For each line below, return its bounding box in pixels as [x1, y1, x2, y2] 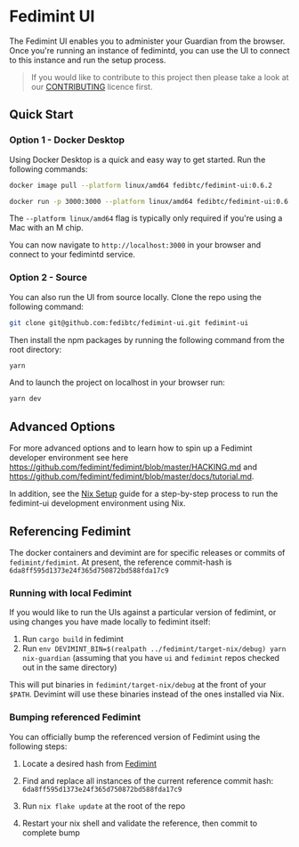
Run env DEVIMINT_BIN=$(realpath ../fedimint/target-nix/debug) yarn [21, 643, 287, 654]
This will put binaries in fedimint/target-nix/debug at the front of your [9, 680, 267, 690]
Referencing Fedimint [9, 524, 132, 539]
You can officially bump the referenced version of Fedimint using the [9, 731, 261, 742]
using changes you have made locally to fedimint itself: [9, 616, 211, 627]
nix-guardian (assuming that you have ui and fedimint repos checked [21, 653, 280, 664]
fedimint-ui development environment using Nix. [9, 498, 186, 509]
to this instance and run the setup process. [9, 54, 166, 65]
